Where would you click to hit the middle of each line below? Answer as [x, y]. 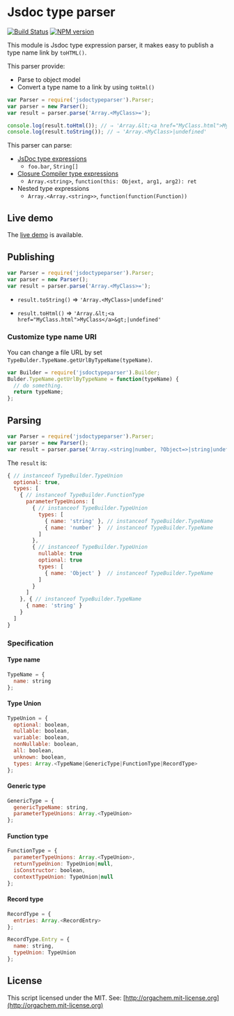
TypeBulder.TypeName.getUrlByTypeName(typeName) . [80, 359]
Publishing [31, 257]
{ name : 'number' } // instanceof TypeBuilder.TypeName [129, 528]
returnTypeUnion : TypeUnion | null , [63, 864]
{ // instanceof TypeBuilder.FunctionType [82, 495]
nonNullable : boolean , [46, 744]
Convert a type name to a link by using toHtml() [86, 87]
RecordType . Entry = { [39, 940]
